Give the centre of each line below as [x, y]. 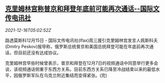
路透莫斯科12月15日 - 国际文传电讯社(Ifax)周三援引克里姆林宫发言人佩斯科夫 [82, 40]
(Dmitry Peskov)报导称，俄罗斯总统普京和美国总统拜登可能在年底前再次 [77, 46]
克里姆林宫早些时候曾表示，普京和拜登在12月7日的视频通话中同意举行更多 [80, 63]
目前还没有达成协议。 [40, 53]
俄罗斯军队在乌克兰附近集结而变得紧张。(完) [63, 75]
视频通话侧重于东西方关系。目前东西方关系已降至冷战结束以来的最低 [87, 69]
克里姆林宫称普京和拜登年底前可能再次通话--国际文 [82, 9]
